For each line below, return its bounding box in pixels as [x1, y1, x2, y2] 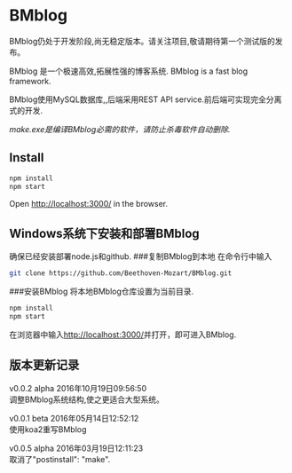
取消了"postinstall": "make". [9, 453, 111, 464]
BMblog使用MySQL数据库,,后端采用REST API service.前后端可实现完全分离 [9, 94, 282, 105]
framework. [9, 75, 51, 86]
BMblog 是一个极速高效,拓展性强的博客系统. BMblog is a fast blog [9, 66, 249, 76]
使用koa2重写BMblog [9, 423, 87, 435]
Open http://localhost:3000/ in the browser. [9, 198, 169, 209]
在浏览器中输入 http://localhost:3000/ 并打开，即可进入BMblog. [9, 329, 237, 340]
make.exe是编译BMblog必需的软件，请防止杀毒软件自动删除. [9, 123, 231, 134]
